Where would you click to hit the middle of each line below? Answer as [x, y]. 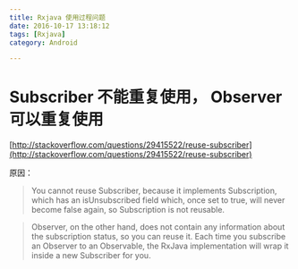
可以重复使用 [57, 119]
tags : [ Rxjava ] [38, 34]
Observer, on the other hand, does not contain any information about [158, 227]
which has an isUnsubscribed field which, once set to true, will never [158, 200]
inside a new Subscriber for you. [91, 256]
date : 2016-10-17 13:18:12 [60, 26]
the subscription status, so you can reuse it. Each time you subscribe [158, 237]
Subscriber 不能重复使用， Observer [146, 97]
